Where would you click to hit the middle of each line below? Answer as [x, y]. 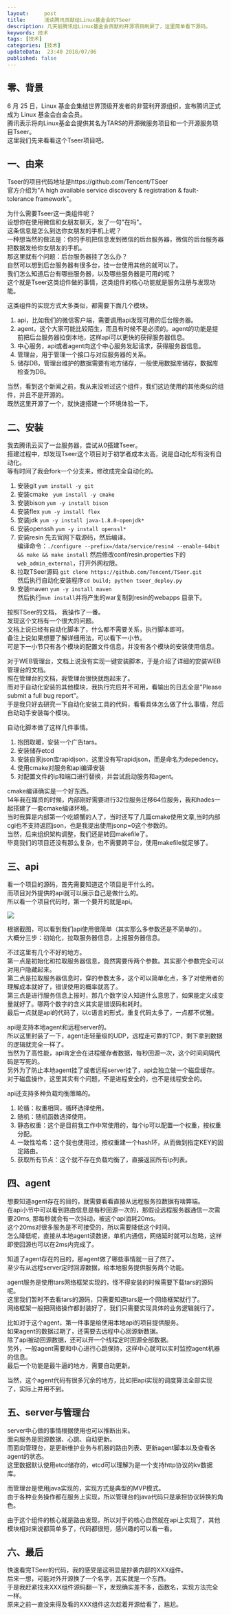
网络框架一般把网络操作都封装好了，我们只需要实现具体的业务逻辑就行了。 [112, 1307]
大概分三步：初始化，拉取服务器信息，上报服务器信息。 [85, 938]
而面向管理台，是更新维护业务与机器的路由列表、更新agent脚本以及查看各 [112, 1447]
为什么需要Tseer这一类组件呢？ [51, 213]
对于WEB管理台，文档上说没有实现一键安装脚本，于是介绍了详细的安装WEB [114, 661]
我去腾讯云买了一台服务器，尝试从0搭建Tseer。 [74, 445]
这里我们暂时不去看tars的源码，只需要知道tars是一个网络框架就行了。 [106, 1299]
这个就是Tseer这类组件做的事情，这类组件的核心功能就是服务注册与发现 [108, 282]
